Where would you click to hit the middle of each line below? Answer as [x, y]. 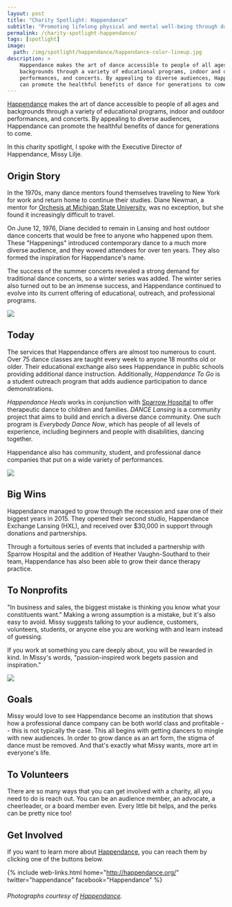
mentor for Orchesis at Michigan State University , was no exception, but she [116, 208]
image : [17, 46]
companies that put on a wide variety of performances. [86, 459]
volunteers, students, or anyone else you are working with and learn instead [115, 629]
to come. [20, 134]
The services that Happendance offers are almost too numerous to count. [112, 352]
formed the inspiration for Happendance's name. [77, 258]
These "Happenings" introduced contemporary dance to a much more [107, 243]
